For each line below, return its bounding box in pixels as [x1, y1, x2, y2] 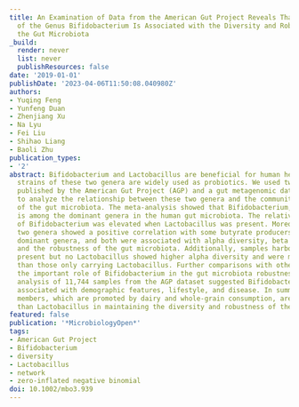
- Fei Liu [9, 129, 46, 138]
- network [9, 368, 46, 378]
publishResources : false [17, 63, 109, 72]
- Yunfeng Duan [9, 104, 66, 113]
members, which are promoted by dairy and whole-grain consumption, [17, 294, 277, 303]
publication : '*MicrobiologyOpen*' [9, 319, 141, 328]
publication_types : [9, 153, 82, 163]
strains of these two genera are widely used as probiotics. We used [17, 179, 280, 188]
